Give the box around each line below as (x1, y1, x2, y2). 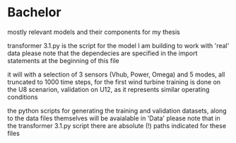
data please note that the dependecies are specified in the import (7, 49, 198, 57)
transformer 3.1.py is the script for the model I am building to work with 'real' (7, 41, 230, 50)
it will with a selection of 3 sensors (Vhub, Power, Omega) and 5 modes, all (7, 70, 225, 79)
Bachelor (7, 4, 61, 21)
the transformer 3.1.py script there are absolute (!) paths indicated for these (7, 121, 227, 130)
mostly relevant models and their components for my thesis (7, 28, 180, 36)
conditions (7, 93, 38, 101)
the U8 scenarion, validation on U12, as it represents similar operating (7, 85, 210, 93)
